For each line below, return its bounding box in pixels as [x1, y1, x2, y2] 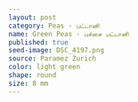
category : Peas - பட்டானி [8, 21, 100, 30]
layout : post [8, 12, 57, 22]
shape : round [8, 71, 57, 80]
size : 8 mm [8, 79, 49, 88]
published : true [8, 37, 69, 47]
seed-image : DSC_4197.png [8, 46, 104, 55]
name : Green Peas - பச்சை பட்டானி [8, 29, 130, 38]
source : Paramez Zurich [8, 54, 97, 63]
